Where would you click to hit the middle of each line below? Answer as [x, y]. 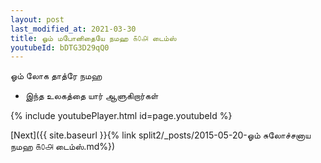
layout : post [37, 19]
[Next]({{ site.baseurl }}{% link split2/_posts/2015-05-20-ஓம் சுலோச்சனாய [161, 135]
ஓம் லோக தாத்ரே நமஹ [56, 76]
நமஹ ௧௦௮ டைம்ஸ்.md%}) [63, 147]
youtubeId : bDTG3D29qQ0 [60, 47]
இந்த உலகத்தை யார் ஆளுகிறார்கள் [91, 96]
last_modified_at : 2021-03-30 [73, 29]
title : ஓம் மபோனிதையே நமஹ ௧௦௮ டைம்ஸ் [93, 38]
